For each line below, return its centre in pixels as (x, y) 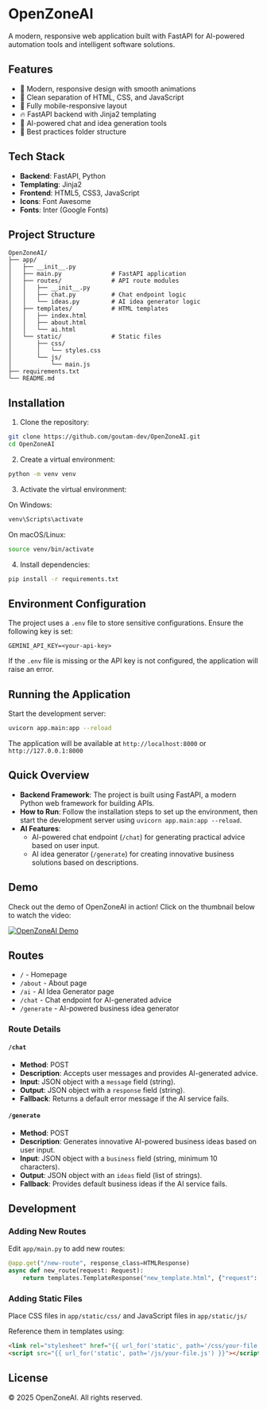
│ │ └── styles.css (55, 351)
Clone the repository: (54, 422)
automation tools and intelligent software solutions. (92, 44)
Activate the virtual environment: (73, 489)
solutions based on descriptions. (85, 862)
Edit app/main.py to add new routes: (67, 1249)
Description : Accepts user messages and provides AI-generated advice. (139, 1073)
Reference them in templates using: (66, 1331)
